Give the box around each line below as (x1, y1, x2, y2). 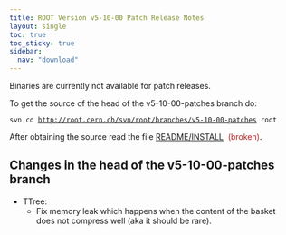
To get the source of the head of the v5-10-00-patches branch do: (9, 98, 258, 109)
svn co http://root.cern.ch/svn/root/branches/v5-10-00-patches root (9, 115, 278, 124)
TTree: (22, 196, 48, 207)
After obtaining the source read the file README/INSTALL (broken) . (9, 132, 262, 142)
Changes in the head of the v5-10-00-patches (9, 158, 275, 173)
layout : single (9, 22, 67, 31)
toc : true (9, 30, 47, 39)
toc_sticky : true (9, 38, 75, 48)
